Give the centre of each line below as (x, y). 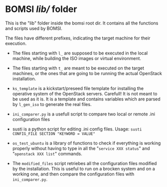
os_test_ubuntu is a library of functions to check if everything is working (86, 143)
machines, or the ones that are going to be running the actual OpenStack (87, 73)
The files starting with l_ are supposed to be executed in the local (80, 53)
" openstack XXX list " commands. (47, 153)
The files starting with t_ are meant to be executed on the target (78, 68)
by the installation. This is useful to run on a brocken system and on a (84, 168)
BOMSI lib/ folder (41, 9)
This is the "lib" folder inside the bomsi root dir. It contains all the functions (82, 23)
